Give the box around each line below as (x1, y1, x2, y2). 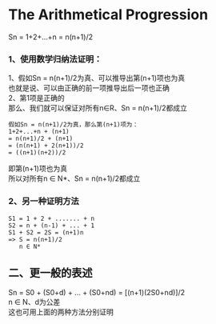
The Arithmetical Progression (8, 6, 209, 24)
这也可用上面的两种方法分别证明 (8, 307, 114, 317)
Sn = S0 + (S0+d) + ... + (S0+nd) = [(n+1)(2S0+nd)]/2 (8, 288, 186, 298)
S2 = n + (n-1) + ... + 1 (8, 222, 94, 230)
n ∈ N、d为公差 (8, 298, 61, 307)
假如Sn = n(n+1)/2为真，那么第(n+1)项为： (8, 121, 138, 129)
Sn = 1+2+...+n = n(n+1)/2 (8, 32, 94, 42)
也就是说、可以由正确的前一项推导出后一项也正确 (8, 83, 170, 93)
